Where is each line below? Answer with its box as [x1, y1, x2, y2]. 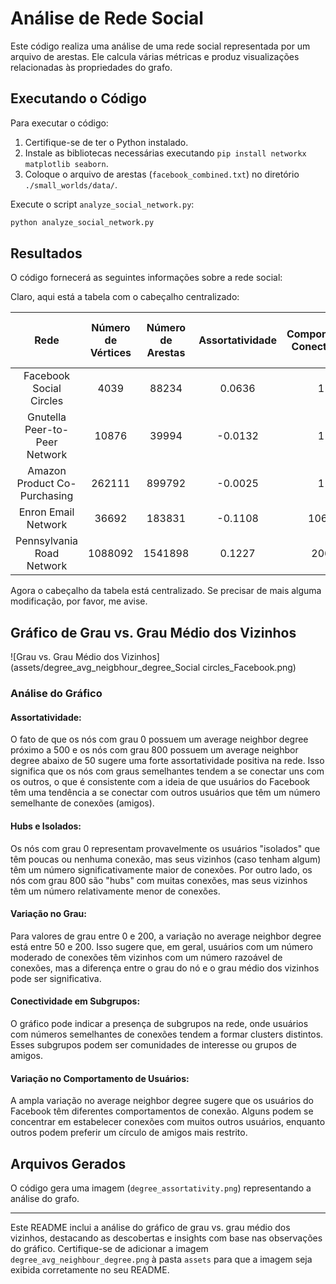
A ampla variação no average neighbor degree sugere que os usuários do [10, 1095, 314, 1107]
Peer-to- [24, 423, 70, 437]
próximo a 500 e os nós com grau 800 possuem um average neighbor [10, 744, 299, 756]
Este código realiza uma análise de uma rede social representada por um [10, 40, 311, 52]
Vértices [89, 346, 132, 360]
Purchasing [19, 489, 74, 503]
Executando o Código [10, 90, 147, 107]
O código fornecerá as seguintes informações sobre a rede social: [10, 272, 283, 284]
